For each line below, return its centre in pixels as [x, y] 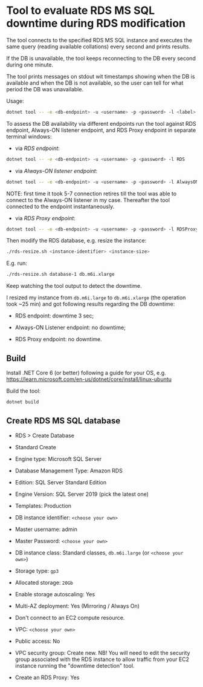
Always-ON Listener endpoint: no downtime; [70, 328]
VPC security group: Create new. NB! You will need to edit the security [102, 653]
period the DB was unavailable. [45, 89]
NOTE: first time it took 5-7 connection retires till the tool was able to [92, 194]
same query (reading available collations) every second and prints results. [98, 47]
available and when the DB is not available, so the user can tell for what [95, 83]
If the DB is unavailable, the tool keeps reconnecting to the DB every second [101, 58]
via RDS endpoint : [37, 148]
